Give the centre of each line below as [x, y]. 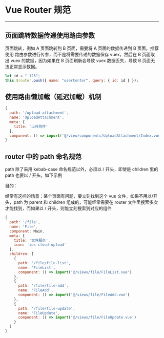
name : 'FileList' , [37, 267]
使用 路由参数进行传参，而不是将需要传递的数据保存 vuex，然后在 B [73, 54]
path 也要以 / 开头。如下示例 [34, 175]
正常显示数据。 [24, 66]
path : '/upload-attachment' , [39, 113]
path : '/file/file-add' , [43, 286]
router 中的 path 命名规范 [43, 157]
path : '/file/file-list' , [44, 263]
